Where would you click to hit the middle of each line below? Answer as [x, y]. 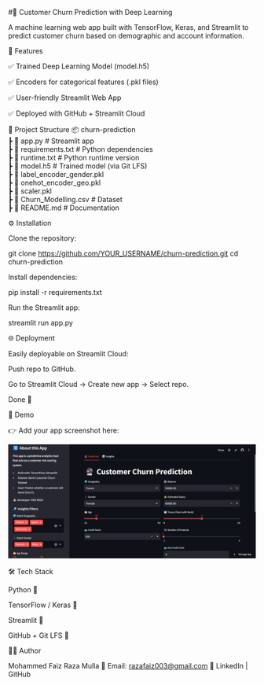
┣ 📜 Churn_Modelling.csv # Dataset [66, 199]
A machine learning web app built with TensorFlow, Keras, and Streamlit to [128, 27]
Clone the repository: [42, 238]
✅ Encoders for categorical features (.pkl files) [83, 82]
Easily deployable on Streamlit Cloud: [68, 354]
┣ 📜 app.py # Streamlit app [51, 141]
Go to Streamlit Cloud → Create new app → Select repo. [99, 384]
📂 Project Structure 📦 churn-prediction [72, 129]
